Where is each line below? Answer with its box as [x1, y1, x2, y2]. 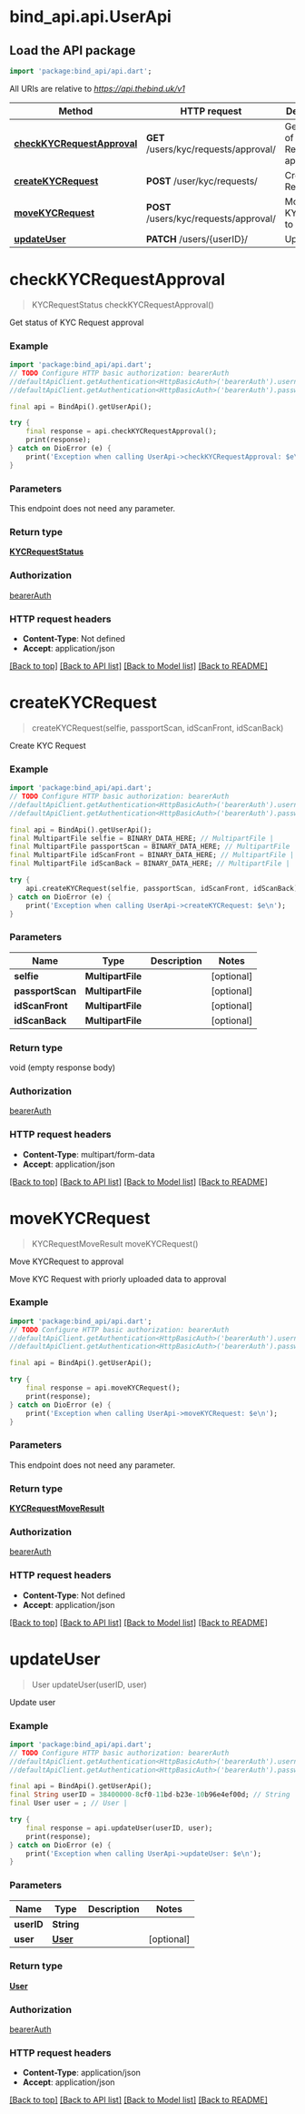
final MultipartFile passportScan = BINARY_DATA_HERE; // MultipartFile [9, 842, 290, 852]
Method [58, 105, 93, 117]
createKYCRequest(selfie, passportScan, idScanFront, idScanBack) [31, 722, 284, 733]
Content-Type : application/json [22, 2068, 141, 2079]
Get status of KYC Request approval [9, 317, 144, 328]
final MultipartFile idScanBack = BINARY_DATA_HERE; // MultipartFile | [9, 859, 290, 868]
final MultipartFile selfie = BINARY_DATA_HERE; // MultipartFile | [9, 834, 274, 843]
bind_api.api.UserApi [9, 6, 172, 27]
